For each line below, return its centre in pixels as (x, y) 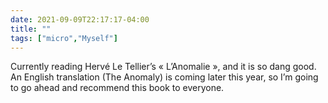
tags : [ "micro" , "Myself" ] (64, 38)
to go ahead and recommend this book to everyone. (117, 88)
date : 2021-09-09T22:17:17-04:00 (80, 19)
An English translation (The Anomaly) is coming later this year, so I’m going (164, 77)
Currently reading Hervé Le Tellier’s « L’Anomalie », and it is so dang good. (163, 67)
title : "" (31, 29)
